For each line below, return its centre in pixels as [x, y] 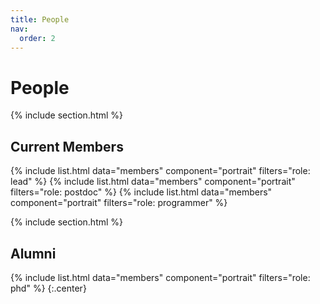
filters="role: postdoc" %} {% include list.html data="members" [141, 192]
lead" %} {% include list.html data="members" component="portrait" [153, 182]
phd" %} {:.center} [48, 288]
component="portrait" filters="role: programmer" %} [119, 203]
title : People [40, 19]
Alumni [33, 253]
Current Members [67, 146]
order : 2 [37, 38]
